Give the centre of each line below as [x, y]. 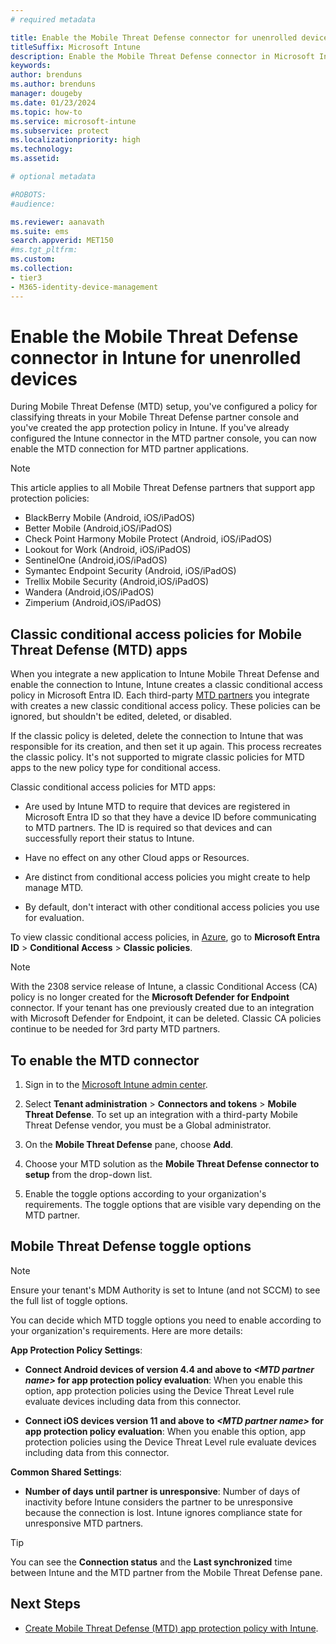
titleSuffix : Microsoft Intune [75, 47]
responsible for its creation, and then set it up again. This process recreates [166, 747]
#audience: [33, 204]
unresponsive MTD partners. [84, 1523]
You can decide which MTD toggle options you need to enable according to [166, 1320]
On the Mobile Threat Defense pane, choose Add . [129, 1145]
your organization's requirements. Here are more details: [126, 1330]
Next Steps [45, 1604]
